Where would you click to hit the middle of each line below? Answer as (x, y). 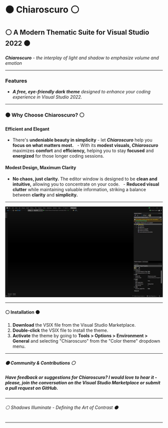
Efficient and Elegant (27, 129)
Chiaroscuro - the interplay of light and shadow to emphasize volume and (82, 58)
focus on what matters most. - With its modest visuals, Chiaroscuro (85, 146)
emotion (14, 63)
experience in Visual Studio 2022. (47, 97)
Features (16, 81)
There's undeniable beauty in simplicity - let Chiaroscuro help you (82, 140)
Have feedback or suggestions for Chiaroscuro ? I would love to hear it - (81, 377)
